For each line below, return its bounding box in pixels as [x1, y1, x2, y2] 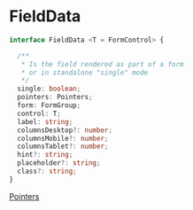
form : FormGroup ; [17, 101, 81, 110]
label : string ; [17, 117, 73, 126]
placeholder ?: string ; [17, 159, 101, 167]
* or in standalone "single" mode [20, 68, 149, 77]
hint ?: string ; [17, 151, 73, 159]
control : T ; [17, 109, 62, 118]
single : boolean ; [17, 84, 81, 94]
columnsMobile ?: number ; [17, 134, 109, 143]
